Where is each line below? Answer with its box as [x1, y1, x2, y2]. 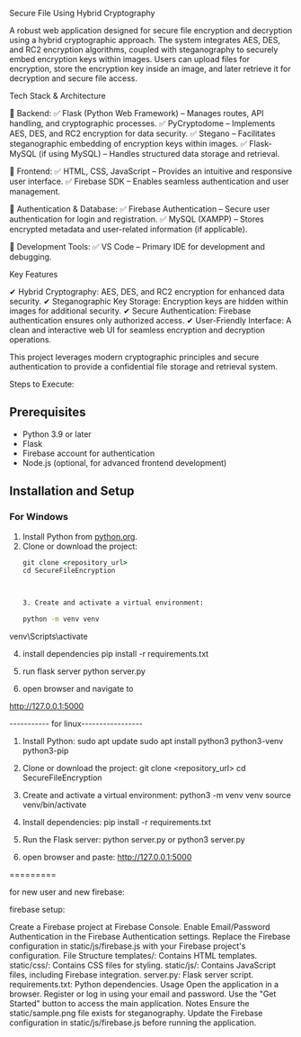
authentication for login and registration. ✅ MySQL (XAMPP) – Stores [9, 214, 264, 224]
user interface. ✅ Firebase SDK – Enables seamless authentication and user [9, 176, 289, 186]
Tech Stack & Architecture [9, 90, 106, 101]
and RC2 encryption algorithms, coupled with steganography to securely [9, 44, 279, 55]
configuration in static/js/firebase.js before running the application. [9, 1017, 257, 1028]
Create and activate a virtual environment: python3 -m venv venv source [22, 790, 292, 800]
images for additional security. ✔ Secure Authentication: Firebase [9, 305, 252, 316]
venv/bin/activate [22, 799, 87, 810]
